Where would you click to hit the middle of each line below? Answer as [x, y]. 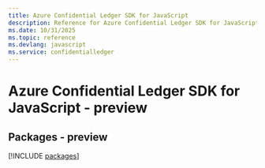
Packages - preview [58, 137]
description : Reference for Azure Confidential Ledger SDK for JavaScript [134, 23]
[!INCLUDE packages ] [44, 156]
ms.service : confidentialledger [61, 52]
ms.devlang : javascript [47, 45]
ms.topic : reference [42, 37]
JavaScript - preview [78, 108]
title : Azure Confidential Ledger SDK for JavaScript [99, 15]
